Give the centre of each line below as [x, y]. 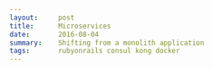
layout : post [42, 17]
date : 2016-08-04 [54, 34]
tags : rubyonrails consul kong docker [95, 51]
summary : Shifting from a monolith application [107, 43]
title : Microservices [60, 26]
